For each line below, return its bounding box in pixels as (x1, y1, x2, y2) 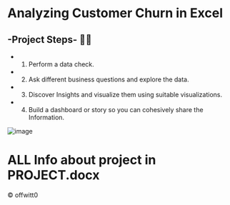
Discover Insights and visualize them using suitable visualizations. (28, 91, 223, 99)
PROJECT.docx (7, 167, 100, 184)
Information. (28, 113, 65, 121)
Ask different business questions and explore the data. (28, 75, 189, 84)
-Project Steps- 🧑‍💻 (7, 34, 92, 46)
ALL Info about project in (7, 152, 156, 169)
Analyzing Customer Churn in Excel (7, 5, 224, 21)
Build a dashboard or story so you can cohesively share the (28, 106, 204, 114)
